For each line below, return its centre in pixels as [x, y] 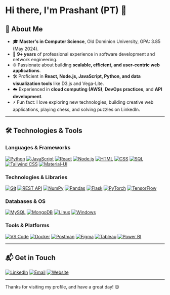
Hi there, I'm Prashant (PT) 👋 [66, 10]
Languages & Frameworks [38, 148]
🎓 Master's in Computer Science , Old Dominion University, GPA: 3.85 [87, 41]
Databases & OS [25, 201]
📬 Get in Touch [30, 258]
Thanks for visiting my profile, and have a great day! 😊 [62, 287]
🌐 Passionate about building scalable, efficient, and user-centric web [86, 65]
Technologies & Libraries [36, 177]
